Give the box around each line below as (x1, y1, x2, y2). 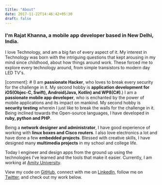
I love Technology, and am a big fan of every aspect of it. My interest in (5, 49, 147, 55)
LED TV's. (5, 70, 25, 76)
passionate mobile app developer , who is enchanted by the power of (5, 94, 145, 100)
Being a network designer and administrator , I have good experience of (5, 124, 150, 130)
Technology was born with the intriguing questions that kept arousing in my (5, 54, 156, 60)
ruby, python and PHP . (5, 115, 51, 121)
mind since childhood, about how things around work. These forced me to (5, 59, 153, 65)
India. (5, 38, 19, 45)
